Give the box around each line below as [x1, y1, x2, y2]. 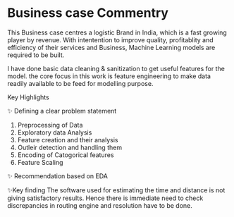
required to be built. [7, 51, 65, 59]
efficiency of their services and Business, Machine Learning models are [7, 43, 216, 51]
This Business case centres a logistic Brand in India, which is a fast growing [7, 28, 227, 37]
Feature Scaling [17, 158, 63, 166]
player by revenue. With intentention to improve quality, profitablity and [7, 35, 214, 44]
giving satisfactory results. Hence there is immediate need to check [7, 194, 204, 202]
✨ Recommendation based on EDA [7, 171, 108, 180]
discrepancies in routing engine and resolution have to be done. [7, 201, 192, 209]
